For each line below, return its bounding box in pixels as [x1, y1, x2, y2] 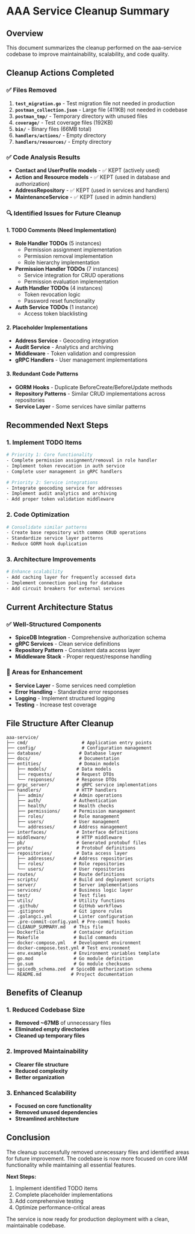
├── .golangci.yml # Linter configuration [6, 913, 134, 919]
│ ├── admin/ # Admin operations [6, 792, 122, 798]
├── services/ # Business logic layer [6, 887, 134, 893]
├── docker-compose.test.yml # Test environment [6, 945, 131, 951]
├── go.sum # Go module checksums [6, 961, 131, 967]
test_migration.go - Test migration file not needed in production [14, 99, 175, 106]
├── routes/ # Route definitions [6, 871, 125, 877]
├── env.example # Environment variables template [6, 950, 161, 956]
